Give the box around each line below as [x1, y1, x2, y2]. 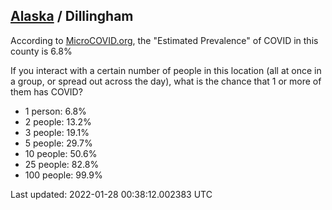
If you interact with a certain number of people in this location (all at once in [10, 64, 322, 76]
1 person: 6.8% [24, 105, 87, 117]
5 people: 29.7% [24, 137, 93, 149]
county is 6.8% [10, 45, 73, 57]
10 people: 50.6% [24, 147, 98, 159]
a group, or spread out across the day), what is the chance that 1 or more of [10, 75, 322, 87]
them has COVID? [10, 85, 83, 98]
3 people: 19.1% [24, 126, 90, 138]
